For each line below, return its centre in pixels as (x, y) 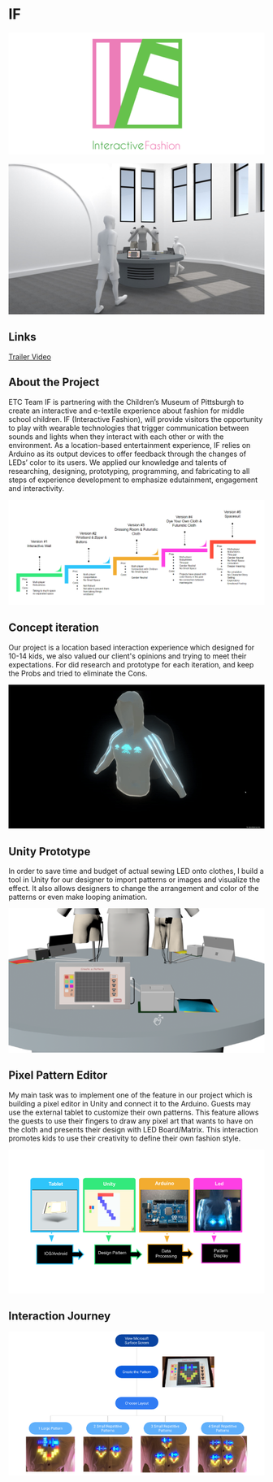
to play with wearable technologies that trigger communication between (129, 428)
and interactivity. (37, 488)
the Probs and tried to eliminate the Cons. (78, 673)
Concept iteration (54, 628)
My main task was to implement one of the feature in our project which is (131, 1095)
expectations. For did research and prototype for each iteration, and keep (131, 664)
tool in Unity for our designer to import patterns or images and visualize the (134, 880)
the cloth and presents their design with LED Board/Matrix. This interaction (133, 1129)
